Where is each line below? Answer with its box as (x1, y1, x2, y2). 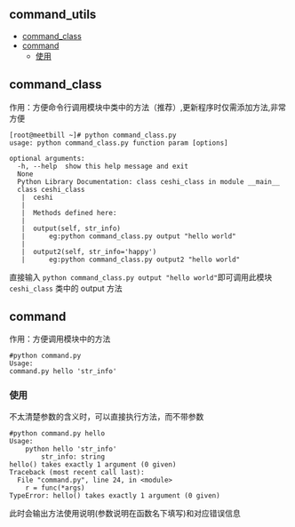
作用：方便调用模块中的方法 (9, 333, 111, 345)
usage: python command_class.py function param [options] (9, 138, 228, 148)
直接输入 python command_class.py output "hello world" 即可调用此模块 (9, 271, 273, 283)
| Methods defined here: (20, 208, 117, 217)
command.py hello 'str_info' (9, 367, 117, 376)
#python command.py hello (9, 428, 105, 438)
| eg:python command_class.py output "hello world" (20, 231, 237, 241)
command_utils (9, 7, 97, 22)
